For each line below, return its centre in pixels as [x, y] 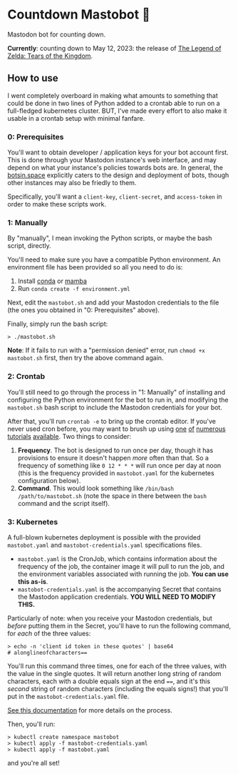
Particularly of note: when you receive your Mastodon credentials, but [110, 618]
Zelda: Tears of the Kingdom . [50, 56]
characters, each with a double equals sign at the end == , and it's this [109, 681]
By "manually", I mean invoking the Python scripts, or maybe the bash [110, 238]
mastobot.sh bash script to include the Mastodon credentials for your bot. [115, 407]
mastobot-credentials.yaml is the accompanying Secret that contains [119, 589]
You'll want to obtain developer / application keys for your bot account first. [118, 152]
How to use [33, 78]
